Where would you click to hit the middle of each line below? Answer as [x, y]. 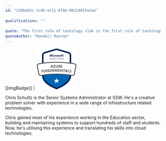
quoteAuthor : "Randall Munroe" [37, 36]
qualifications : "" [25, 21]
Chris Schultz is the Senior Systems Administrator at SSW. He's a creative [80, 98]
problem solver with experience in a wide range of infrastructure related [78, 103]
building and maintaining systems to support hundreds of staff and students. [83, 123]
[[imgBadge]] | [20, 88]
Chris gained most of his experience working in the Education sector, [75, 117]
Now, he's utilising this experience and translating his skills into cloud [76, 128]
